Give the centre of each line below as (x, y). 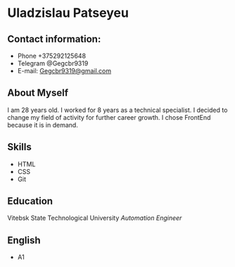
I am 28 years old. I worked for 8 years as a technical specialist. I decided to (118, 110)
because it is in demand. (43, 125)
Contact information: (54, 39)
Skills (19, 147)
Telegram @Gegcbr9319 (53, 63)
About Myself (38, 93)
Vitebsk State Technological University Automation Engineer (95, 218)
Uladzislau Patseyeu (68, 13)
